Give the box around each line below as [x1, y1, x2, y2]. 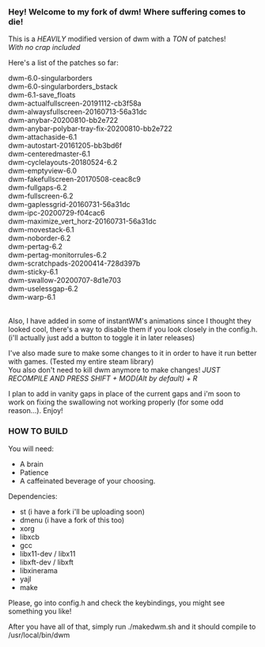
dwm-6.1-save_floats [8, 90, 76, 100]
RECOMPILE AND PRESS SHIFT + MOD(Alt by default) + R [8, 373, 198, 383]
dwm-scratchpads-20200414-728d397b [8, 258, 141, 268]
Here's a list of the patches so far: [8, 58, 119, 67]
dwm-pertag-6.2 [8, 242, 63, 251]
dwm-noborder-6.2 [8, 233, 71, 243]
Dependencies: [8, 491, 58, 501]
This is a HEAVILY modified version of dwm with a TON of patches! [8, 34, 227, 44]
